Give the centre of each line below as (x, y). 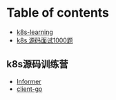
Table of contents (58, 13)
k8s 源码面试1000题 (45, 40)
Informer (29, 81)
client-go (29, 89)
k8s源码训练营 (37, 64)
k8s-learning (35, 32)
